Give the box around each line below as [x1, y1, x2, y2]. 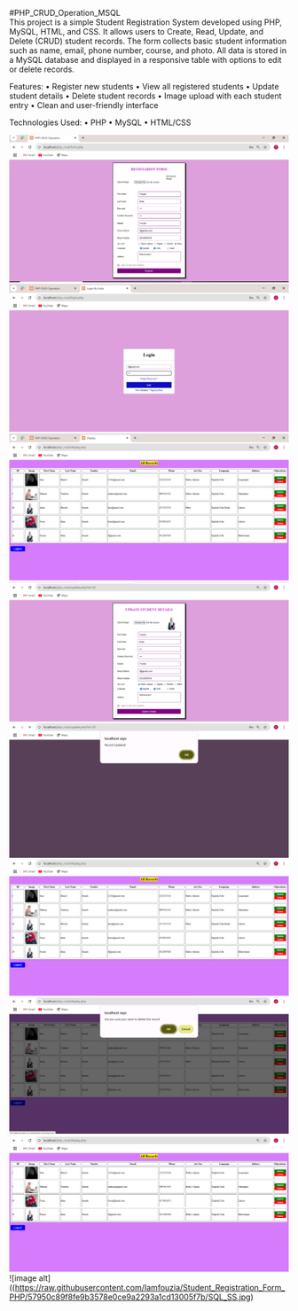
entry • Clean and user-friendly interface [9, 100, 159, 110]
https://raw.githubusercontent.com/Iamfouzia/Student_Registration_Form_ [14, 1283, 286, 1293]
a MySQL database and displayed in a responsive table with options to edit [9, 55, 282, 65]
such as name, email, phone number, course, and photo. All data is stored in [9, 45, 286, 56]
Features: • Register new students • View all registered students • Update [9, 82, 279, 91]
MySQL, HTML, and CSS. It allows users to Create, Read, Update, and [9, 27, 264, 36]
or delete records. [9, 64, 75, 74]
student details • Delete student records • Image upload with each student [9, 90, 282, 101]
